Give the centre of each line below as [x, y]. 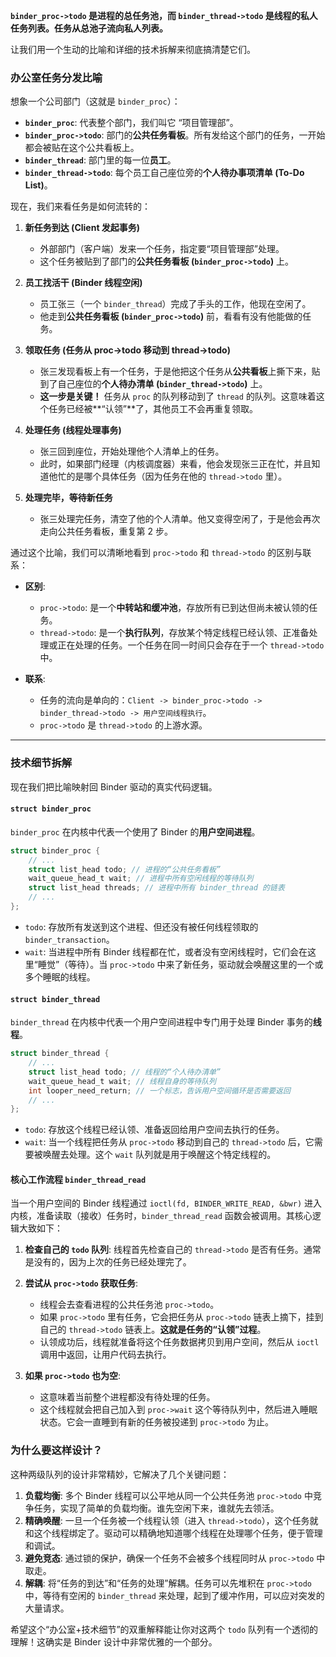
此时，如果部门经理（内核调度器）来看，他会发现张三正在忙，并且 [175, 464]
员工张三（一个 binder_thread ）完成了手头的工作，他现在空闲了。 [175, 304]
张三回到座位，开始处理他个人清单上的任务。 [132, 451]
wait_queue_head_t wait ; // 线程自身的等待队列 [122, 1081]
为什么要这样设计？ [56, 1451]
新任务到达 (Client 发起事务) [82, 228]
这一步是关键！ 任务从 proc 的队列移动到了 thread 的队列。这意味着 [178, 396]
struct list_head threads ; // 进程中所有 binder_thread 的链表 [156, 888]
